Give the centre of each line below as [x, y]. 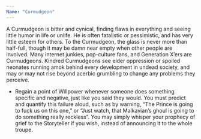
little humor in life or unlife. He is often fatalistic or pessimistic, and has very [100, 35]
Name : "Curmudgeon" [31, 12]
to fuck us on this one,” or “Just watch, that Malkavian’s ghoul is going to [104, 110]
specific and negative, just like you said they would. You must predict [100, 98]
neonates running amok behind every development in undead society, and [98, 67]
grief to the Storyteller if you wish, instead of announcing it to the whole [104, 123]
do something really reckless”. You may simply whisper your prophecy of [105, 117]
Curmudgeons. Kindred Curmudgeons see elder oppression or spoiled [93, 61]
